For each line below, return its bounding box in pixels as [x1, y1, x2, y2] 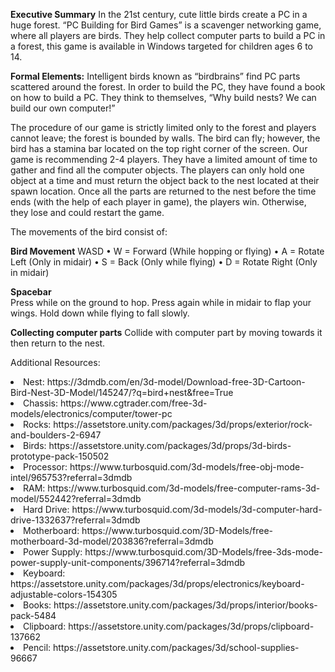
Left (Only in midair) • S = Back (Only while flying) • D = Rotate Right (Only [10, 256, 318, 268]
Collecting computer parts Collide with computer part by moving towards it [10, 327, 323, 338]
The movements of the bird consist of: [10, 226, 168, 238]
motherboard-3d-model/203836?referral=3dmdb [10, 535, 214, 547]
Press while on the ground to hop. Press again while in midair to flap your [10, 297, 312, 308]
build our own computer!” [10, 102, 116, 114]
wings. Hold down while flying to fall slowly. [10, 307, 190, 319]
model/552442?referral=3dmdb [10, 493, 142, 504]
